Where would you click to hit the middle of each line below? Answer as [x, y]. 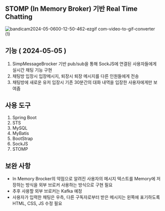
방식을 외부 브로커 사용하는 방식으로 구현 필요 [69, 185]
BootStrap [22, 139]
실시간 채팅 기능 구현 [32, 70]
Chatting [19, 17]
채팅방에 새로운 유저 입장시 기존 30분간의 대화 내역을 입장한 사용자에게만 [82, 82]
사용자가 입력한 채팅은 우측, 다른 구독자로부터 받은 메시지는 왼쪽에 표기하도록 [86, 197]
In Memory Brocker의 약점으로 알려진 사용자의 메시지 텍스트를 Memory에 [84, 179]
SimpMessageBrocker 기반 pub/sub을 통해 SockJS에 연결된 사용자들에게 [84, 64]
